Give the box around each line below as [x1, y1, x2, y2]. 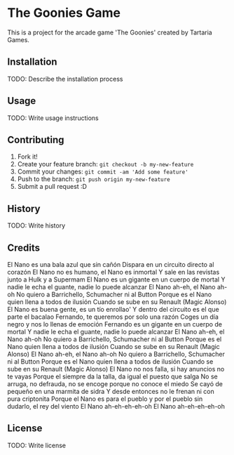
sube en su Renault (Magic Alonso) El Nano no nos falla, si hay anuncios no [7, 365, 225, 373]
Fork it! [17, 152, 39, 161]
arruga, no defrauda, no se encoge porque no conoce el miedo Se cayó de [7, 380, 223, 388]
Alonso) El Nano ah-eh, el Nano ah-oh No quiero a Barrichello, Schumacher [7, 350, 226, 358]
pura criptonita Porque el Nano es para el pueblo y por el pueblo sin [7, 395, 203, 403]
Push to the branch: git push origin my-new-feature [17, 175, 170, 183]
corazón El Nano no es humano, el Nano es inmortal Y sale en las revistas [7, 268, 220, 276]
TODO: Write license [7, 441, 67, 449]
